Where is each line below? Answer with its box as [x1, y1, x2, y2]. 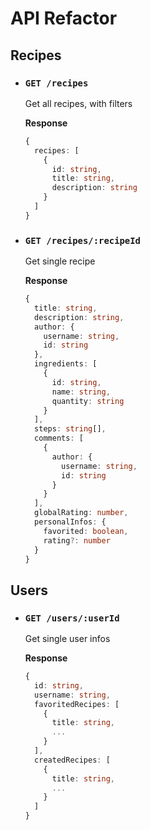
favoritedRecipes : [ [34, 699, 120, 709]
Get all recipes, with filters [24, 97, 133, 109]
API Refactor [10, 7, 118, 30]
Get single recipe [24, 255, 96, 267]
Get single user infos [24, 633, 111, 645]
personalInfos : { [34, 517, 107, 527]
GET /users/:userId [24, 612, 120, 624]
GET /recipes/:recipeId [24, 235, 141, 246]
